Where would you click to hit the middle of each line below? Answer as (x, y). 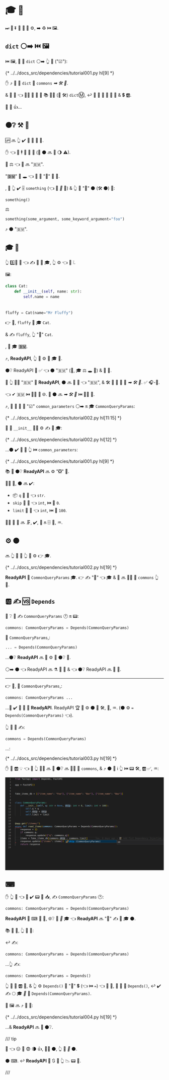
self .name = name (41, 297)
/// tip (11, 1039)
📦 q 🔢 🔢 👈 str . (29, 495)
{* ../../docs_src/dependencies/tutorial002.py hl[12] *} (61, 440)
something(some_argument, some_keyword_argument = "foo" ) (65, 219)
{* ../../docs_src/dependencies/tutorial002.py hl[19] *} (61, 567)
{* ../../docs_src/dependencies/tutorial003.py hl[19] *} (61, 758)
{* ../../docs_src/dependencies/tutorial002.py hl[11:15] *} (63, 418)
